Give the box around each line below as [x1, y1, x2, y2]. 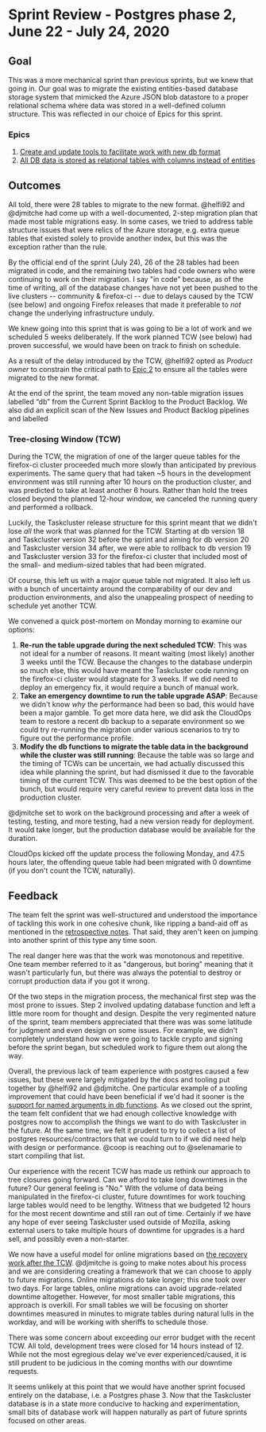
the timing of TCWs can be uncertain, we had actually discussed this [19, 759, 245, 769]
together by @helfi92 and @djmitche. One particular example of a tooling [8, 1083, 248, 1093]
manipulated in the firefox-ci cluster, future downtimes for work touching [8, 1192, 246, 1202]
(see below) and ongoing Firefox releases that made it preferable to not [8, 300, 241, 310]
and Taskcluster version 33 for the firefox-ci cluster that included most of [8, 552, 248, 561]
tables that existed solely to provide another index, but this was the [8, 233, 228, 244]
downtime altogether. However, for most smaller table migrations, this [8, 1292, 236, 1301]
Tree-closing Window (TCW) [8, 434, 121, 445]
